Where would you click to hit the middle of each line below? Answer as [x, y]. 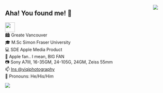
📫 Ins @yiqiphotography [30, 69]
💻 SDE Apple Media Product [34, 49]
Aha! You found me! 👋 [38, 13]
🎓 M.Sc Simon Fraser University [38, 42]
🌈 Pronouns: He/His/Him [29, 76]
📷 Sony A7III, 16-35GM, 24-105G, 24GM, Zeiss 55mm [59, 62]
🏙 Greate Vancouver [26, 35]
